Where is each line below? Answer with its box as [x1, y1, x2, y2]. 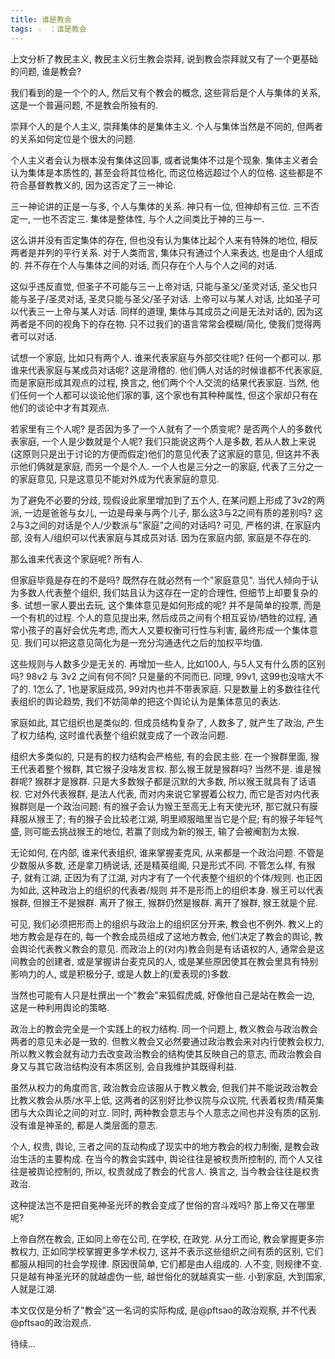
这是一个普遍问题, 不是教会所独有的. [10, 99, 159, 111]
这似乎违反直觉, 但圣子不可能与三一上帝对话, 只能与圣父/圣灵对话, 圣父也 [10, 280, 309, 292]
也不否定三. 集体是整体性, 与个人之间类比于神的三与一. [41, 212, 265, 225]
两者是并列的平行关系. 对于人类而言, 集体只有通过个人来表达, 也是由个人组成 [10, 246, 323, 258]
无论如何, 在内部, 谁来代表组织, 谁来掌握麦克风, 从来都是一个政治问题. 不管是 [10, 846, 325, 858]
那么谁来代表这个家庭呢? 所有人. [10, 552, 143, 565]
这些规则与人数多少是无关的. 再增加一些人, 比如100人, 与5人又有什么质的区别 [10, 657, 326, 670]
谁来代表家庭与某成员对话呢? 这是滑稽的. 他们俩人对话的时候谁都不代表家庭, [10, 364, 323, 376]
